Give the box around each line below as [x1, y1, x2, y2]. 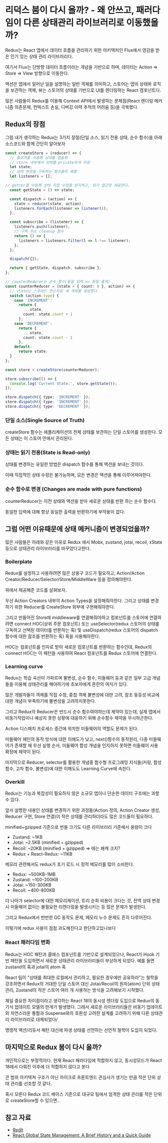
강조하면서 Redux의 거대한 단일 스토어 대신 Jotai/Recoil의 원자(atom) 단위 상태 [5, 980, 160, 986]
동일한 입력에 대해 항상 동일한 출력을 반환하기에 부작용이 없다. [5, 508, 125, 514]
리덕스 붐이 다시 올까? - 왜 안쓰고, [5, 5, 134, 16]
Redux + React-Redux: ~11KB [12, 851, 72, 857]
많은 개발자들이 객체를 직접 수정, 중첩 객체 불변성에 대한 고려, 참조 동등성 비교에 [5, 692, 160, 698]
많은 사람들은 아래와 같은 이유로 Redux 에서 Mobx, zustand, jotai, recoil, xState [5, 539, 162, 545]
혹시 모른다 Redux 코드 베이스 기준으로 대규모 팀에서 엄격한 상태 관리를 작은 [5, 1091, 153, 1097]
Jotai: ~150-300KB [12, 882, 51, 888]
